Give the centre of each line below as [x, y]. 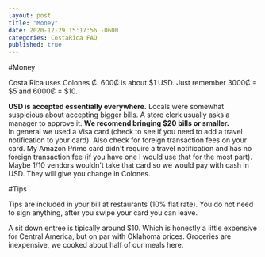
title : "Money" [33, 23]
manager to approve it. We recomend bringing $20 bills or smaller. [119, 123]
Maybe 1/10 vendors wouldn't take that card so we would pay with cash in [129, 165]
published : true [35, 45]
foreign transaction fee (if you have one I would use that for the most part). [130, 157]
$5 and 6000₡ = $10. [43, 91]
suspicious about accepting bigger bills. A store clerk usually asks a [119, 115]
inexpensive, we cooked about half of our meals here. [96, 245]
